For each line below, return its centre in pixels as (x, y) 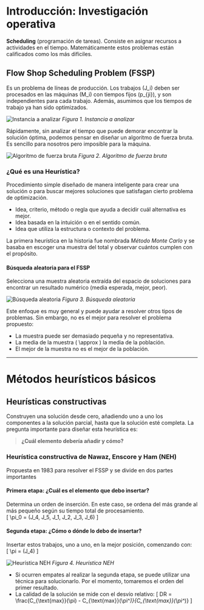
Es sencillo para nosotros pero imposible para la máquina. (79, 144)
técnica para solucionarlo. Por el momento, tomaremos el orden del (99, 581)
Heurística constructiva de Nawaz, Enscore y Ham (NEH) (92, 457)
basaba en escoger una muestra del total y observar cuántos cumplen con (100, 247)
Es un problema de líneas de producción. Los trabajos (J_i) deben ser (93, 88)
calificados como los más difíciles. (49, 54)
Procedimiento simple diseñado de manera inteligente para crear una (93, 185)
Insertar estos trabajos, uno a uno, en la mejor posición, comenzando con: (99, 544)
